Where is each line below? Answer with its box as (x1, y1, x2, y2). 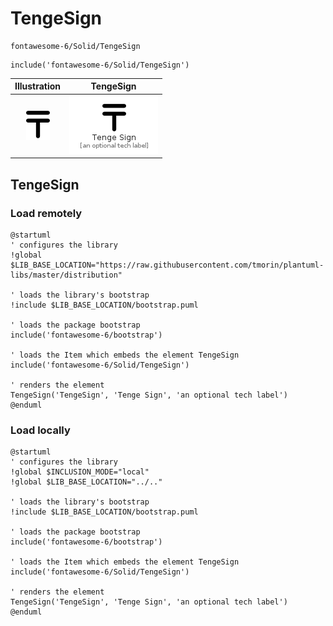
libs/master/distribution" (10, 270, 123, 280)
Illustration (14, 80, 62, 92)
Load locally (10, 423, 71, 437)
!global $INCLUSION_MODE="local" (10, 467, 150, 477)
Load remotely (10, 206, 83, 220)
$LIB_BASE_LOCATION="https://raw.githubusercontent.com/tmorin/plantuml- (10, 260, 325, 270)
